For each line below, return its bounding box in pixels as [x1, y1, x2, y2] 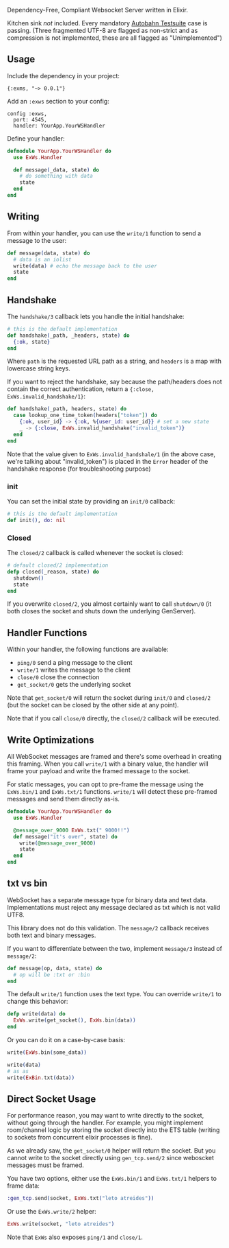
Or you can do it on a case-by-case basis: [7, 1036, 125, 1044]
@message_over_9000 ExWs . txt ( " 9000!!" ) [13, 827, 130, 834]
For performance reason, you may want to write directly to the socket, [7, 1111, 204, 1120]
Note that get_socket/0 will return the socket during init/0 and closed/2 [7, 694, 211, 702]
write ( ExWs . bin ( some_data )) [7, 1049, 87, 1056]
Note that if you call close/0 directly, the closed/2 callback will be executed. [7, 714, 221, 722]
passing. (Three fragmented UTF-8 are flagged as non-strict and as [7, 27, 198, 34]
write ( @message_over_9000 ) [19, 840, 96, 847]
